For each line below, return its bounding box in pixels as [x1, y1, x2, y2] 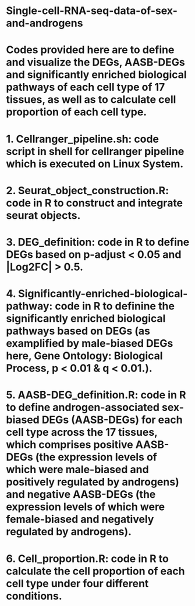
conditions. [6, 589, 62, 602]
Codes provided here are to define [6, 43, 175, 57]
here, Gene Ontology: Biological [6, 349, 163, 363]
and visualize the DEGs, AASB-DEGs [6, 56, 185, 69]
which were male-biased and [6, 463, 150, 476]
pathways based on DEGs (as [6, 325, 150, 338]
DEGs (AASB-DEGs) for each [41, 414, 183, 426]
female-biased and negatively [6, 513, 154, 526]
